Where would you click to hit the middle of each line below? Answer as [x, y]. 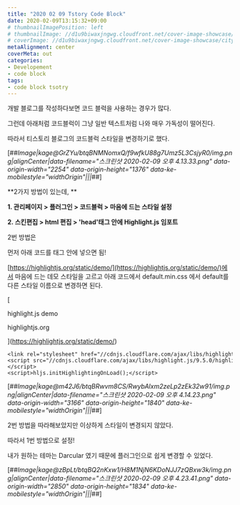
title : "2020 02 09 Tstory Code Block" [67, 14]
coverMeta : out [30, 54]
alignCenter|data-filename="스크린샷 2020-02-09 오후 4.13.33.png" [113, 161]
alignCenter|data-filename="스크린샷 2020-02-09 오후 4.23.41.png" [113, 479]
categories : [25, 61]
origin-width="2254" [38, 169]
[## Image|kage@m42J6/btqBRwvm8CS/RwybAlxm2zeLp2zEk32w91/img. [117, 386]
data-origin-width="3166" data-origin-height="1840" [86, 403]
